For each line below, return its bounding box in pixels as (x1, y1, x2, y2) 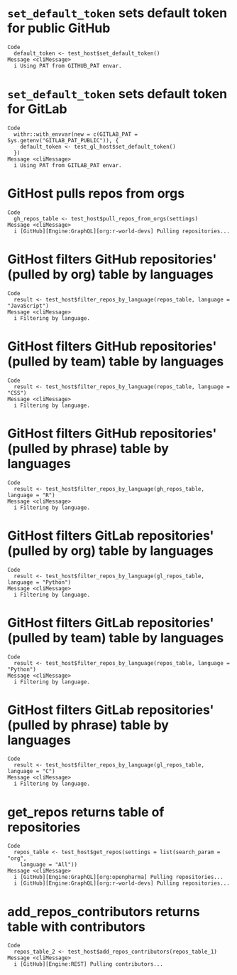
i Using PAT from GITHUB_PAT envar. (13, 62, 122, 69)
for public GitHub (7, 20, 111, 36)
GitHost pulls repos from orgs (7, 186, 185, 202)
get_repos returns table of (7, 804, 165, 820)
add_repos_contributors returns (7, 903, 200, 920)
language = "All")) (20, 861, 78, 868)
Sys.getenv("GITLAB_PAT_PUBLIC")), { (7, 137, 119, 144)
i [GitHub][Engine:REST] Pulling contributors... (13, 961, 163, 968)
